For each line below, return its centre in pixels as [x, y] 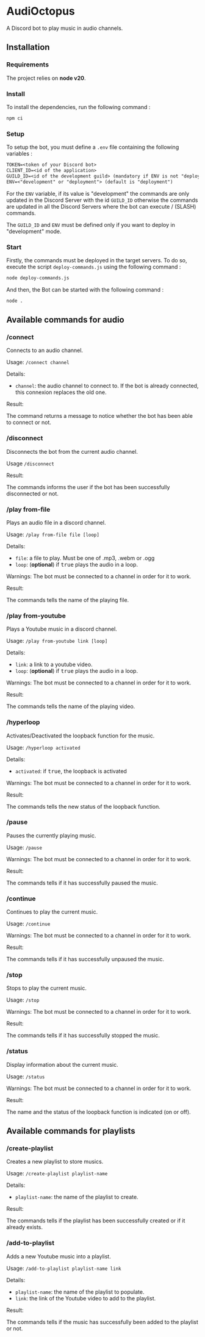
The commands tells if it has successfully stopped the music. [83, 1036]
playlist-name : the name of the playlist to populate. [80, 1292]
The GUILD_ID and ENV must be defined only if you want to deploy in [91, 224]
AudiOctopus [41, 11]
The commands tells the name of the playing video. [71, 706]
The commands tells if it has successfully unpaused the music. [85, 959]
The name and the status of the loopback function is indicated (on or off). [99, 1112]
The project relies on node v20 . [46, 78]
